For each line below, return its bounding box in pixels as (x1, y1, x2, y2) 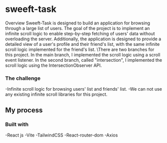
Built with (5, 121, 29, 128)
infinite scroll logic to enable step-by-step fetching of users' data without (5, 30, 156, 36)
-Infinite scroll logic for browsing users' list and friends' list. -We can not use (5, 86, 162, 92)
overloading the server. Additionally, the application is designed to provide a (5, 36, 162, 42)
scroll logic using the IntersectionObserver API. (5, 62, 102, 68)
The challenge (5, 75, 41, 82)
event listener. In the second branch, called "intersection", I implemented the (5, 57, 163, 63)
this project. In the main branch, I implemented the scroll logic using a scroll (5, 51, 161, 58)
